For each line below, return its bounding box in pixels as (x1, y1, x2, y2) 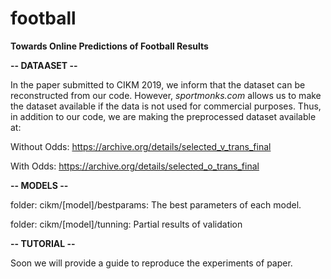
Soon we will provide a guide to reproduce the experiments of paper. (10, 257, 293, 269)
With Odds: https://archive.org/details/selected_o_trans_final (10, 160, 260, 172)
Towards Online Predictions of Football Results (10, 40, 209, 52)
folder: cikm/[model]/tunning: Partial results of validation (10, 218, 243, 230)
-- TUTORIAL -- (10, 237, 76, 249)
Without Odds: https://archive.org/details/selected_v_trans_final (10, 140, 272, 152)
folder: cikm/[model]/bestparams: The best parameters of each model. (10, 198, 302, 211)
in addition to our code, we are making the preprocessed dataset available (10, 110, 317, 122)
